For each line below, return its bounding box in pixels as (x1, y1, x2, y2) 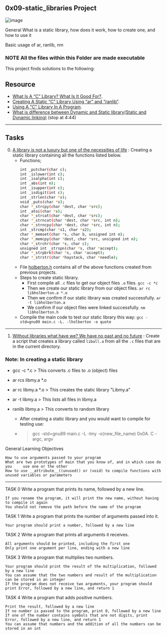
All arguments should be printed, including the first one (5, 541, 130, 546)
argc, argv (32, 436, 54, 442)
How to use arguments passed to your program (5, 455, 101, 460)
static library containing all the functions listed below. (12, 152, 122, 158)
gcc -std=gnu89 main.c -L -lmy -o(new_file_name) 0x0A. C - (32, 431, 158, 437)
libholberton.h (27, 310, 59, 315)
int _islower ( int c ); (19, 171, 65, 176)
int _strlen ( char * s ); (19, 194, 67, 200)
